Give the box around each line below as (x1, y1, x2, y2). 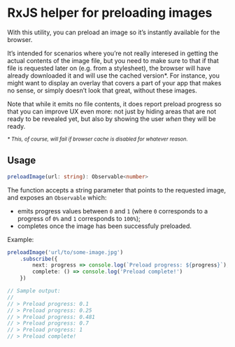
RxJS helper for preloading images (7, 5, 213, 21)
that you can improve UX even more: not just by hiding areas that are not (7, 107, 217, 115)
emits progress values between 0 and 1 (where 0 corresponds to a (17, 206, 208, 215)
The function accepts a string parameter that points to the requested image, (7, 185, 226, 194)
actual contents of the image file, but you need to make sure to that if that (7, 56, 219, 64)
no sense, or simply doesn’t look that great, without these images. (7, 86, 197, 94)
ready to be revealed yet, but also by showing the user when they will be (7, 114, 216, 123)
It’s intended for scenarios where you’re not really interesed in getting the (7, 49, 219, 57)
